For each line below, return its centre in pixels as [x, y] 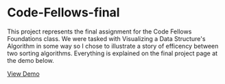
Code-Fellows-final [63, 13]
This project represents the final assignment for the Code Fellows [99, 31]
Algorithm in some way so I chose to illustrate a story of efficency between [113, 46]
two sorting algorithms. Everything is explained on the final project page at [113, 53]
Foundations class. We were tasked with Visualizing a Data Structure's [106, 38]
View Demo [23, 74]
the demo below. [31, 60]
